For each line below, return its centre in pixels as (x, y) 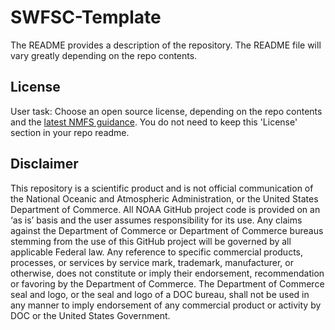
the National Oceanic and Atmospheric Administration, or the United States (164, 198)
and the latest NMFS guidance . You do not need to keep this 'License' (154, 122)
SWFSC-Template (86, 17)
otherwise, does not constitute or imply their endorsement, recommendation (167, 273)
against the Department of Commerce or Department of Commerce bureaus (167, 230)
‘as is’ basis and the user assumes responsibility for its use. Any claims (156, 220)
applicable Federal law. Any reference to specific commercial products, (157, 252)
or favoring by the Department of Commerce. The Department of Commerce (167, 283)
